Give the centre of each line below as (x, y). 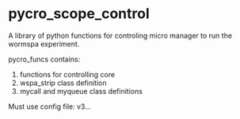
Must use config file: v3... (50, 106)
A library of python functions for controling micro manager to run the (120, 35)
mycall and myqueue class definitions (81, 91)
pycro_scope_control (79, 14)
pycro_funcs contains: (44, 59)
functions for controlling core (67, 74)
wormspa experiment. (44, 43)
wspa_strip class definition (63, 83)
